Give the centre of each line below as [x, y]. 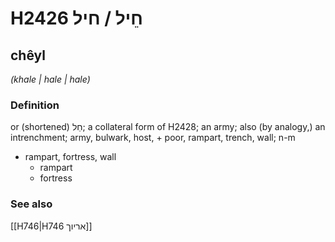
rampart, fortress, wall [70, 157]
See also [31, 204]
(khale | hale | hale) [50, 79]
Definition [35, 105]
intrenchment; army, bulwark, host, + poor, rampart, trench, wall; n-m [153, 138]
